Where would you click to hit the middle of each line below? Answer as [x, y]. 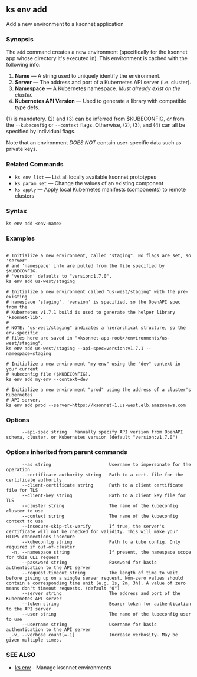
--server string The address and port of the [101, 593]
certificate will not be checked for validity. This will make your [92, 531]
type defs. [27, 107]
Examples [21, 238]
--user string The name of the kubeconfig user [106, 614]
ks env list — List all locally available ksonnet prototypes [86, 177]
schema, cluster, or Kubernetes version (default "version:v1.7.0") [92, 438]
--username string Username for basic [89, 625]
